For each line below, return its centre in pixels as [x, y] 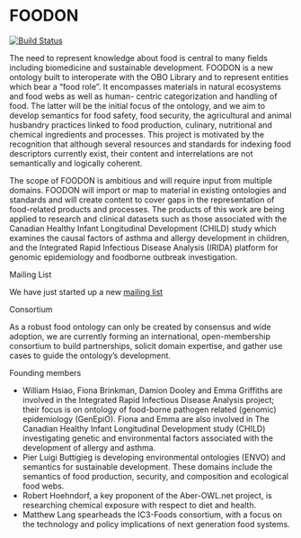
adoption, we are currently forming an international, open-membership [140, 336]
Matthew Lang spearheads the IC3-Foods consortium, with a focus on [152, 515]
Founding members [45, 372]
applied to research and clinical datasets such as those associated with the [148, 219]
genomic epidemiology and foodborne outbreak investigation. [124, 256]
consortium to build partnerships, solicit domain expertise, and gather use [146, 345]
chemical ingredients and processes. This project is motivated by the [137, 134]
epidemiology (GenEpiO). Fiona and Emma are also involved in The [146, 418]
